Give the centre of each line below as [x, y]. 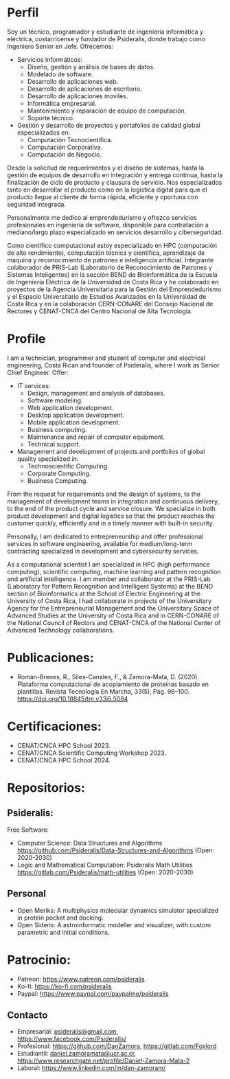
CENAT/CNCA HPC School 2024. [64, 760]
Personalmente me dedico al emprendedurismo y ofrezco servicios [102, 217]
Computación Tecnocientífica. [70, 139]
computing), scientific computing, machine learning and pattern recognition [114, 571]
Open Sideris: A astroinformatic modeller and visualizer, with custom [114, 924]
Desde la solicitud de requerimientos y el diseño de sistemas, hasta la [106, 168]
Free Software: [28, 830]
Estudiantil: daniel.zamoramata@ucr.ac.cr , [77, 1054]
